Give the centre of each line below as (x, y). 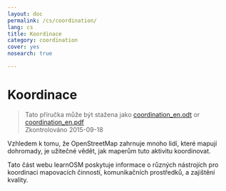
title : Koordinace (35, 34)
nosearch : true (30, 54)
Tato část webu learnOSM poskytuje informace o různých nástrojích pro (113, 165)
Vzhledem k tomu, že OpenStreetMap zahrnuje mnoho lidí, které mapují (112, 143)
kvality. (18, 180)
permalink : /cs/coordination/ (52, 21)
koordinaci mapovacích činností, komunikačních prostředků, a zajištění (111, 172)
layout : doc (25, 14)
